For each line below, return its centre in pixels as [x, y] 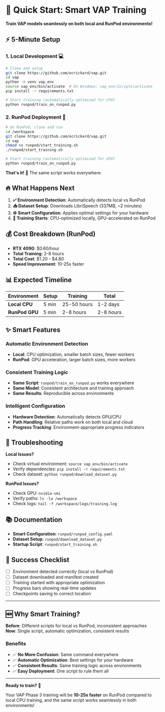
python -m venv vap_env [30, 82]
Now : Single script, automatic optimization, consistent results [67, 631]
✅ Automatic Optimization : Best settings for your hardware [73, 660]
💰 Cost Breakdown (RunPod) [51, 234]
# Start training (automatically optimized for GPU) [60, 159]
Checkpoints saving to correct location [52, 594]
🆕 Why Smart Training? [43, 614]
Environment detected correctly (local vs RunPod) [63, 572]
